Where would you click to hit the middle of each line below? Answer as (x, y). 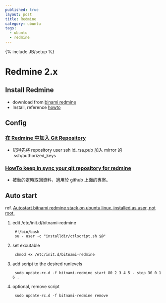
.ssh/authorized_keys (34, 155)
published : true (22, 10)
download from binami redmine (44, 102)
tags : (11, 28)
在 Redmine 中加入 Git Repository (46, 138)
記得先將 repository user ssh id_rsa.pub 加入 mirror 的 (67, 150)
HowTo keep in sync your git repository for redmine (68, 168)
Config (16, 123)
